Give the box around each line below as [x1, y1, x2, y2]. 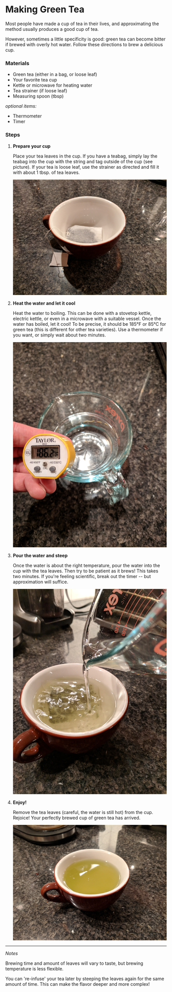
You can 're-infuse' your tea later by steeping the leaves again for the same [5, 976, 165, 982]
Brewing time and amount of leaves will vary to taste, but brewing [5, 960, 143, 966]
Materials [5, 59, 30, 67]
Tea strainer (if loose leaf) [12, 88, 68, 94]
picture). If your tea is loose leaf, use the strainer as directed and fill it [12, 164, 160, 170]
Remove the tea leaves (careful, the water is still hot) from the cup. [12, 809, 154, 816]
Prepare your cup [12, 143, 51, 149]
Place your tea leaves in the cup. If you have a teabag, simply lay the [12, 153, 158, 159]
